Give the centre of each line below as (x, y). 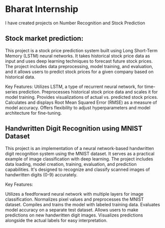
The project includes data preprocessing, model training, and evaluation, (79, 66)
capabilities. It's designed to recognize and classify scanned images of (78, 169)
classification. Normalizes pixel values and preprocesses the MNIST (75, 199)
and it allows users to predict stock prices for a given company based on (79, 72)
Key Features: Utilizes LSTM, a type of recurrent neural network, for (74, 86)
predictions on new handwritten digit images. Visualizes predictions (74, 215)
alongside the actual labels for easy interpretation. (56, 220)
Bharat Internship (42, 9)
